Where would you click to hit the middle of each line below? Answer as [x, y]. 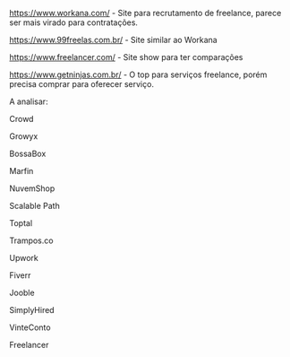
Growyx [24, 136]
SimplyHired [32, 310]
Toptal [21, 223]
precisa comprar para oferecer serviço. [82, 84]
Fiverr [20, 275]
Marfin [21, 171]
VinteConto [30, 327]
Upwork [24, 258]
